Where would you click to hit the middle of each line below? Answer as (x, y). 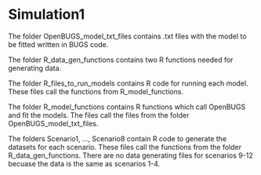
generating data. (35, 67)
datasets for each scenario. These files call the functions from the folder (125, 147)
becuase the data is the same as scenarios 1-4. (84, 163)
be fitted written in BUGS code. (58, 44)
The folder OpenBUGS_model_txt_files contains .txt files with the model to (127, 36)
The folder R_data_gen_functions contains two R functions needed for (121, 60)
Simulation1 (47, 15)
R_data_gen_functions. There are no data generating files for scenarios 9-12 (130, 155)
